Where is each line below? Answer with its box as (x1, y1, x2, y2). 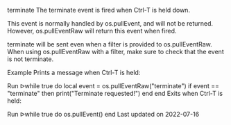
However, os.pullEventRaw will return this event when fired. (7, 27, 177, 35)
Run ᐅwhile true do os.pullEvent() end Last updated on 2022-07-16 (7, 110, 200, 118)
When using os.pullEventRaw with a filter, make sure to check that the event (7, 48, 224, 56)
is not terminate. (7, 55, 54, 63)
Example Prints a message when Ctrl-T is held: (7, 69, 141, 76)
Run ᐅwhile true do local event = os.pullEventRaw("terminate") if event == (7, 82, 220, 90)
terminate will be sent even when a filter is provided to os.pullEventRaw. (7, 40, 213, 48)
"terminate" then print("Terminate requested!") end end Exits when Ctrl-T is (7, 90, 223, 97)
